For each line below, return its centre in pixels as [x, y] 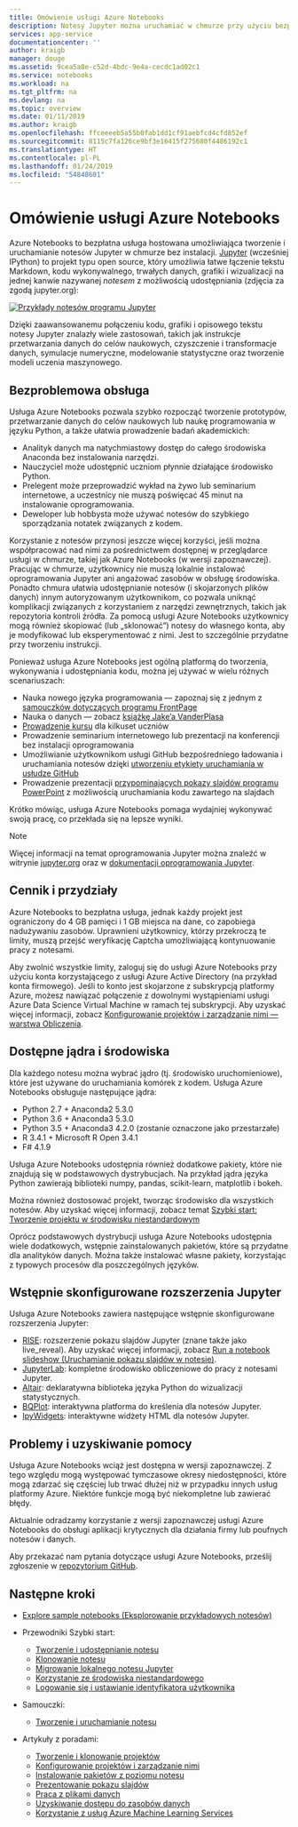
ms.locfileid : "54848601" [57, 174]
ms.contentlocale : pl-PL [55, 158]
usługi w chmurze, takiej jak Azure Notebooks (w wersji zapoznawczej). [140, 559]
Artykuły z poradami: [60, 1739]
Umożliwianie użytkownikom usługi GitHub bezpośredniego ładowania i [153, 754]
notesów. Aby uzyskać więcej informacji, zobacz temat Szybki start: [133, 1209]
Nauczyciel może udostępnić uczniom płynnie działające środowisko [147, 467]
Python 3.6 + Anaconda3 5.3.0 [78, 1118]
